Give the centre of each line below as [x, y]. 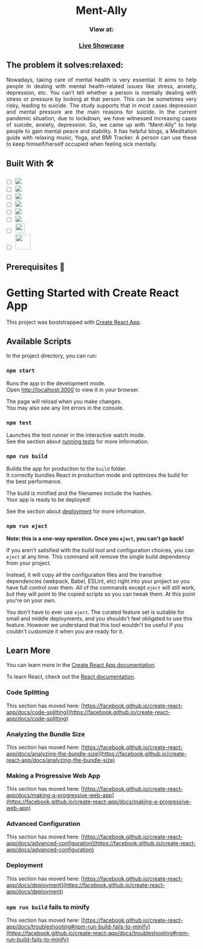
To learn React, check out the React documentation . [71, 677]
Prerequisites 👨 [36, 267]
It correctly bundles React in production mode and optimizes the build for [97, 475]
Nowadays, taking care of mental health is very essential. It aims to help [101, 80]
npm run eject [27, 526]
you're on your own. [31, 600]
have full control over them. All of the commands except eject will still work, [101, 588]
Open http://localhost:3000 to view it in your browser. [73, 390]
